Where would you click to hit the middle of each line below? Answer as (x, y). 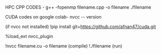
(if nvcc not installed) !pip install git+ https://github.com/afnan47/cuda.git (80, 26)
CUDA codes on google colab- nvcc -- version (53, 17)
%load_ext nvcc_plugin (29, 36)
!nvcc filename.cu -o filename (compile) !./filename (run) (64, 46)
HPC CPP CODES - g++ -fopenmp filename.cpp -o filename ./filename (78, 7)
